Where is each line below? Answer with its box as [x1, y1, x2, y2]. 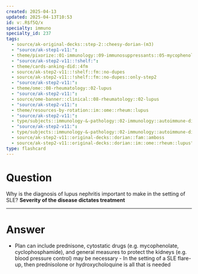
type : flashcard [6, 146, 46, 151]
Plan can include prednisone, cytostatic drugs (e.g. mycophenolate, [14, 242, 179, 249]
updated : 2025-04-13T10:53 [6, 14, 72, 20]
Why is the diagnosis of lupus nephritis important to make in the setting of [6, 190, 186, 197]
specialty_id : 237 [6, 31, 51, 37]
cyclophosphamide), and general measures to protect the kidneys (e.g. [14, 249, 187, 256]
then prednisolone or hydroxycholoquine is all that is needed [24, 261, 171, 268]
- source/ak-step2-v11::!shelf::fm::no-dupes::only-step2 [11, 74, 157, 80]
